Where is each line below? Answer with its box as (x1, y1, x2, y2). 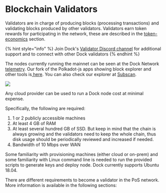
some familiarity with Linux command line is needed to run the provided (5, 156, 152, 162)
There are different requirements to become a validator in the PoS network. (5, 176, 160, 183)
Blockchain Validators (5, 3, 98, 15)
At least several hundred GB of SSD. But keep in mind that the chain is (12, 125, 156, 131)
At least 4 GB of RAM (12, 120, 56, 126)
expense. (5, 95, 24, 101)
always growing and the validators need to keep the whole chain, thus (12, 131, 156, 137)
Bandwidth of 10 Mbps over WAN (12, 141, 81, 147)
